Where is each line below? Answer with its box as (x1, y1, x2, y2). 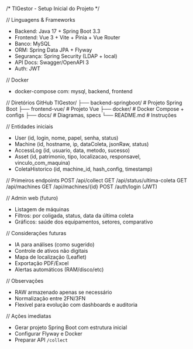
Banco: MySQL (14, 40, 51, 47)
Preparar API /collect (14, 337, 68, 343)
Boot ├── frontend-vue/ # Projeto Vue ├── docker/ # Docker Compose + (6, 106, 184, 112)
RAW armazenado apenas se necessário (14, 289, 112, 296)
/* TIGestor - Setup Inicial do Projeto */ (6, 5, 100, 12)
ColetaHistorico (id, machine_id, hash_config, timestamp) (14, 165, 153, 172)
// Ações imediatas (6, 313, 51, 319)
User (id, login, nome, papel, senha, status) (14, 134, 119, 141)
